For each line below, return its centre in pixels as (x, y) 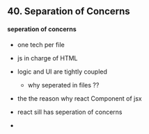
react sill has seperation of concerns (70, 112)
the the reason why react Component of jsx (79, 98)
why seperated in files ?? (63, 85)
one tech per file (41, 44)
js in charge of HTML (47, 58)
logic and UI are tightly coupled (62, 72)
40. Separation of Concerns (69, 11)
